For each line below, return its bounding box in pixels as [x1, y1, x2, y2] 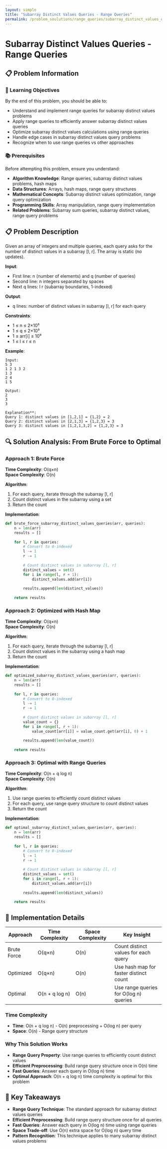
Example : [5, 348, 25, 354]
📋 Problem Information [5, 69, 79, 77]
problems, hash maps [12, 180, 57, 186]
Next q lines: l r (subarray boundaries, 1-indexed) [12, 284, 113, 290]
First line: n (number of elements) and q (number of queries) [12, 273, 136, 279]
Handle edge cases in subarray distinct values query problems [12, 134, 141, 140]
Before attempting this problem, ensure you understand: [5, 165, 120, 171]
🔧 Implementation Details [5, 913, 85, 922]
